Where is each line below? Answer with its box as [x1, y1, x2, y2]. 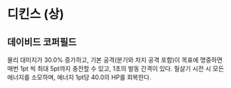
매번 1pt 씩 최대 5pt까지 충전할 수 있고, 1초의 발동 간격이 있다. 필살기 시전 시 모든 [7, 64, 224, 73]
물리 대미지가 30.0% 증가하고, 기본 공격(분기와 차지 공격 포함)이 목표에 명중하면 [7, 56, 223, 64]
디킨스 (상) [7, 6, 65, 22]
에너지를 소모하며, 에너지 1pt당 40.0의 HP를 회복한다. [7, 73, 151, 81]
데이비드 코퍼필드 [7, 36, 77, 48]
